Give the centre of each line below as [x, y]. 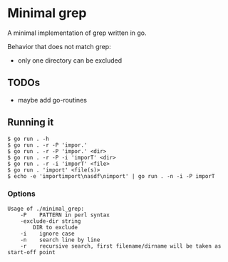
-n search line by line [60, 240]
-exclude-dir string [51, 221]
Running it [31, 122]
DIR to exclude [56, 227]
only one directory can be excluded [70, 60]
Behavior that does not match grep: [59, 46]
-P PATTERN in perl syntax [65, 215]
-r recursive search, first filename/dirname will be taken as [121, 246]
